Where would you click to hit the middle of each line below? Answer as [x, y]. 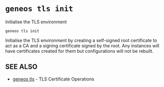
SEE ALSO [21, 67]
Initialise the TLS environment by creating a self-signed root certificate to [81, 40]
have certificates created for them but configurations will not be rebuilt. [79, 51]
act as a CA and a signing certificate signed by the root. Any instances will [83, 46]
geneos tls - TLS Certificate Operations [53, 79]
